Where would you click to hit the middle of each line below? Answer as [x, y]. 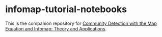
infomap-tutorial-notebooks [66, 9]
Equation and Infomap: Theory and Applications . [56, 28]
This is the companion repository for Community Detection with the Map [81, 23]
